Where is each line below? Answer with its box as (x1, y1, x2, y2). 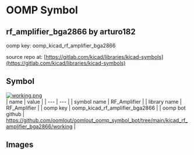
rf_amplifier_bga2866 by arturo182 (6, 27, 136, 37)
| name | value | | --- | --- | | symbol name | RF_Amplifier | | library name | (6, 98, 182, 105)
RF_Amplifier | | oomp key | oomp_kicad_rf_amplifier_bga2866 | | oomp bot (6, 104, 186, 111)
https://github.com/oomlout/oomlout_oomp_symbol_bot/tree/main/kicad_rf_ (6, 117, 188, 124)
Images (6, 140, 34, 150)
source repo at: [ (6, 54, 46, 60)
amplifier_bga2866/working (6, 123, 73, 130)
